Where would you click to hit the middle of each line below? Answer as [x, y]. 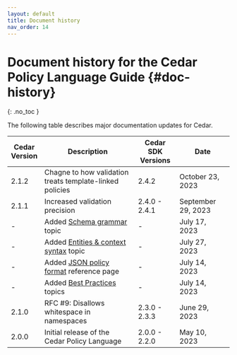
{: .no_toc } [23, 112]
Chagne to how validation [87, 173]
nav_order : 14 [28, 27]
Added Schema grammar [86, 222]
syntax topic [65, 251]
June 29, [194, 308]
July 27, [193, 243]
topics [55, 292]
